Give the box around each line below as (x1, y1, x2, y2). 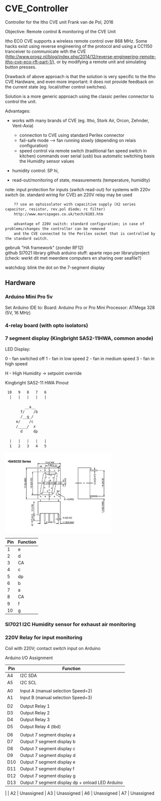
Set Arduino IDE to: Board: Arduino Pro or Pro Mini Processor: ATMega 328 (5, 304, 155, 311)
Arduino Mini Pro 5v (5, 293, 53, 300)
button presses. (5, 64, 36, 70)
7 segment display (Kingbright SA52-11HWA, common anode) (5, 335, 154, 342)
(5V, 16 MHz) (5, 310, 31, 315)
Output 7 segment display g (20, 773, 76, 779)
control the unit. (5, 98, 37, 104)
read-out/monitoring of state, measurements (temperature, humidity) (12, 177, 150, 183)
